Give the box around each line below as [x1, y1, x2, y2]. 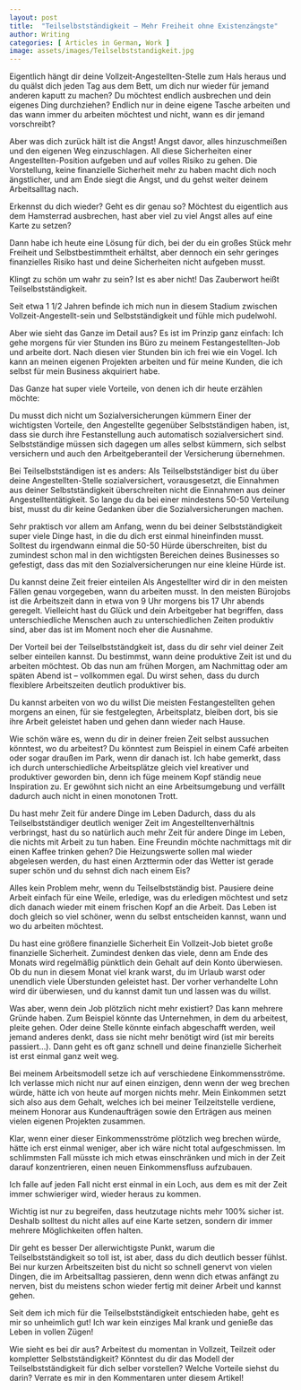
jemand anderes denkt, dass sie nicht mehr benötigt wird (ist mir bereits [9, 1032, 275, 1043]
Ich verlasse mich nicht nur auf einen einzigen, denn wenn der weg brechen [9, 1078, 290, 1089]
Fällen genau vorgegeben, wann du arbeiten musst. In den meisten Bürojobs [9, 586, 291, 597]
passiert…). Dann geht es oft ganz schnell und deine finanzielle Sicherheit [9, 1041, 282, 1052]
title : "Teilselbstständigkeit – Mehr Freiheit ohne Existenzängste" [9, 22, 279, 30]
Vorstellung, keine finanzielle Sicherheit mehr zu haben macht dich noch [9, 165, 277, 176]
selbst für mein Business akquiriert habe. [9, 366, 160, 377]
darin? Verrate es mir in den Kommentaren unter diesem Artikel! [9, 1373, 245, 1384]
